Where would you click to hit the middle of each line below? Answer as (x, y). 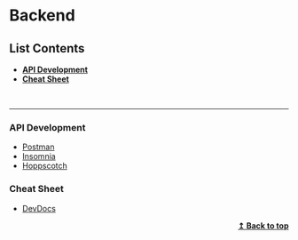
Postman (38, 147)
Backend (42, 16)
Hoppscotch (45, 166)
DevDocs (39, 208)
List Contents (47, 48)
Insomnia (39, 156)
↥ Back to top (263, 225)
